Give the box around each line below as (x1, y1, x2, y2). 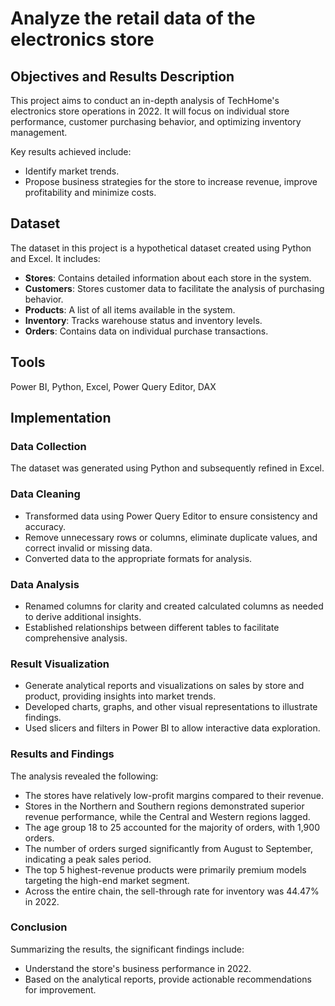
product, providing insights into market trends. (24, 690, 217, 702)
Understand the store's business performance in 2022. (24, 962, 252, 974)
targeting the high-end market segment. (24, 874, 190, 886)
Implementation (10, 410, 112, 427)
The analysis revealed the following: (10, 770, 159, 782)
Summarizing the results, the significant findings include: (10, 943, 245, 955)
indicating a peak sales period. (24, 853, 152, 865)
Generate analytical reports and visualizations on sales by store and (24, 680, 305, 692)
